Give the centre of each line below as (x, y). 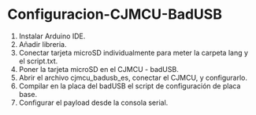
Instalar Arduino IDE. (52, 36)
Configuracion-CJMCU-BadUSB (115, 14)
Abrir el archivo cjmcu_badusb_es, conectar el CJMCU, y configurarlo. (133, 77)
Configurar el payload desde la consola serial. (93, 102)
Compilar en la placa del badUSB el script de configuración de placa (130, 86)
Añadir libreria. (43, 44)
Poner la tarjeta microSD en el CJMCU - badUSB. (98, 69)
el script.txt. (38, 61)
